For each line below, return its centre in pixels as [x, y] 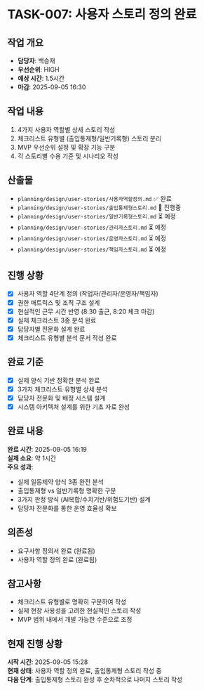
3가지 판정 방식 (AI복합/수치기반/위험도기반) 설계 [84, 499]
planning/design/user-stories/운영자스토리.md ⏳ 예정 [92, 238]
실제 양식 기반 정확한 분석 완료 [59, 380]
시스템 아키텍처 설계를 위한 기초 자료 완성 [74, 406]
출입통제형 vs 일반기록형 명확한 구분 [67, 490]
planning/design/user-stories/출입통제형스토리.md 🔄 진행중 [99, 207]
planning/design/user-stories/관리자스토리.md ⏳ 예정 [92, 227]
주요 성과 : [20, 467]
